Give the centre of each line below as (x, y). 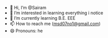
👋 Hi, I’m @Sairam (28, 8)
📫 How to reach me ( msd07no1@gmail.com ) (55, 24)
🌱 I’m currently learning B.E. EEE (42, 18)
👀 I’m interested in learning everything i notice (56, 13)
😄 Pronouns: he (26, 31)
